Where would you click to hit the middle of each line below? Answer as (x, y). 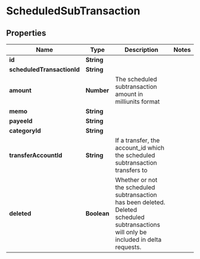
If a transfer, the (137, 140)
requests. (128, 247)
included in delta (138, 240)
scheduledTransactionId (45, 70)
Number (97, 90)
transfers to (131, 170)
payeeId (21, 121)
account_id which (140, 148)
